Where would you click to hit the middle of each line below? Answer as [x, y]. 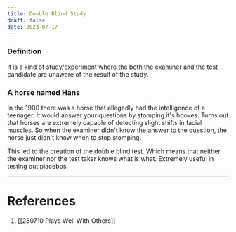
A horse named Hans [44, 92]
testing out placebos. [38, 166]
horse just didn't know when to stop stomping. [74, 137]
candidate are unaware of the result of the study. [78, 74]
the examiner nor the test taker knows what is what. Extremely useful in [111, 158]
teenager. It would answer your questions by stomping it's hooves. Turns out [118, 115]
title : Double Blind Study [47, 14]
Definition [25, 51]
